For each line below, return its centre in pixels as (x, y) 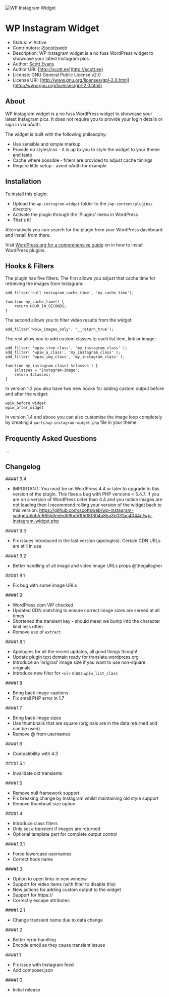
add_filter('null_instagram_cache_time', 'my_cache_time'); (70, 293)
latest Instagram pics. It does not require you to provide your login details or (84, 119)
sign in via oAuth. (23, 124)
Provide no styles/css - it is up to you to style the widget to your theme (86, 149)
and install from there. (28, 235)
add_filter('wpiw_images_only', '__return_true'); (60, 330)
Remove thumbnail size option (44, 804)
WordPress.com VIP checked (43, 605)
